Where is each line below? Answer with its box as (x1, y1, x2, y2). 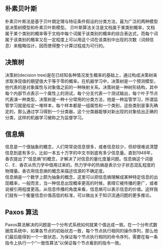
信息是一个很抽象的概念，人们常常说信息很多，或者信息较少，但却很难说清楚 (5, 144, 158, 150)
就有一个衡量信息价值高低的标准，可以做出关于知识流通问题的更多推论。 (9, 192, 154, 198)
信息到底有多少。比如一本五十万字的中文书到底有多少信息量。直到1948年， (5, 150, 155, 156)
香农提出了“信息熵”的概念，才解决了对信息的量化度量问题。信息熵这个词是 (5, 156, 154, 162)
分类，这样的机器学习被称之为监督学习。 (5, 115, 86, 120)
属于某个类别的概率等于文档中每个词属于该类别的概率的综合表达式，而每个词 (5, 31, 158, 36)
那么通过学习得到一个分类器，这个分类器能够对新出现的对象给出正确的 (17, 108, 158, 114)
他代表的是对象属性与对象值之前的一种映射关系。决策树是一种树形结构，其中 (5, 84, 158, 90)
